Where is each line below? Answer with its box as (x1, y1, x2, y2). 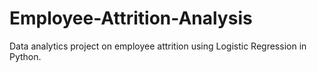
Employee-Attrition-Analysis (9, 7, 253, 30)
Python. (9, 50, 42, 62)
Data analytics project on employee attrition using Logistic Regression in (9, 40, 307, 52)
